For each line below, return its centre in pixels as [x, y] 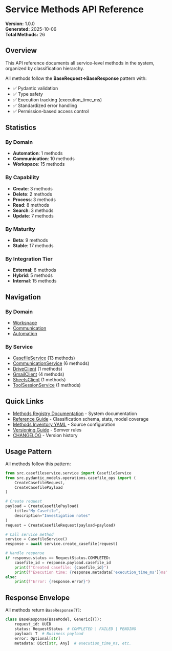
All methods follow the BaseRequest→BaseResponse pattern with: [76, 78]
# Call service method [29, 534]
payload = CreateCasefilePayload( [42, 506]
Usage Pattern [29, 451]
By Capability [22, 178]
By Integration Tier [29, 258]
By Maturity [20, 229]
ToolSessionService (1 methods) [47, 385]
